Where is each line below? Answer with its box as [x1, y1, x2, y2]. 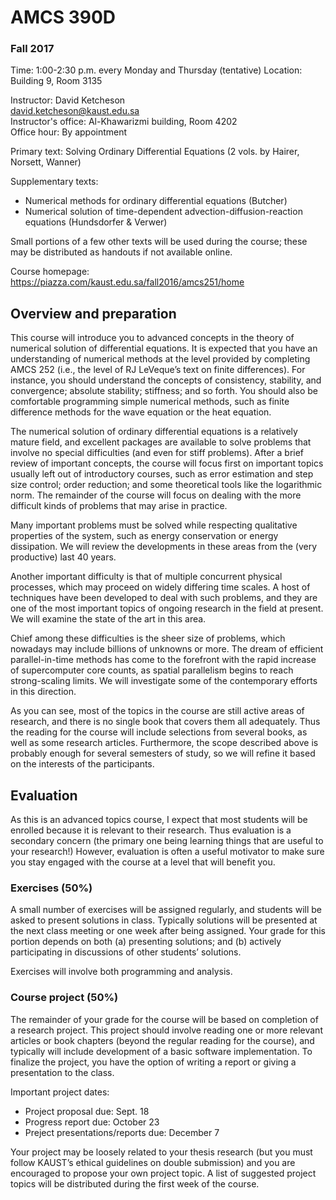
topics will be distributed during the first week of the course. [10, 1177, 260, 1190]
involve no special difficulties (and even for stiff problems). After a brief [10, 447, 305, 459]
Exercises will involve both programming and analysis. [10, 966, 233, 978]
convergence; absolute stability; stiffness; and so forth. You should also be [10, 385, 318, 397]
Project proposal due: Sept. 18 [24, 1105, 150, 1117]
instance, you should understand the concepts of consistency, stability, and [10, 374, 322, 386]
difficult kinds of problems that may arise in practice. [10, 500, 228, 512]
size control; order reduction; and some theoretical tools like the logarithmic [10, 479, 323, 491]
